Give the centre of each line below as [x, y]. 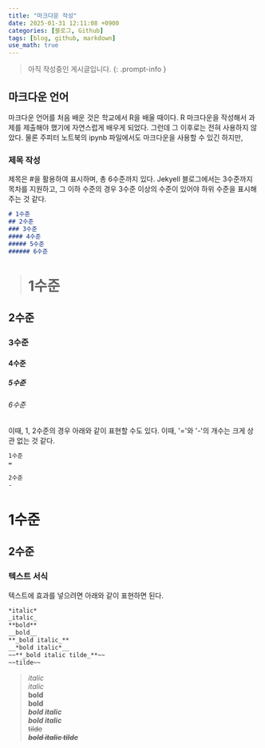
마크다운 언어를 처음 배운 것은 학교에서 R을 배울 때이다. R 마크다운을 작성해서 [128, 117]
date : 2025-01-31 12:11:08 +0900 [64, 23]
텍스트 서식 [28, 576]
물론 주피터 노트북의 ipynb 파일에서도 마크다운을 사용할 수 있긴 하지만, [134, 137]
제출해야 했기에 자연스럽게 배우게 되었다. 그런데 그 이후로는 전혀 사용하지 [136, 127]
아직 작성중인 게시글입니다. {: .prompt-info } [97, 70]
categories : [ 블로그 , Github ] [56, 30]
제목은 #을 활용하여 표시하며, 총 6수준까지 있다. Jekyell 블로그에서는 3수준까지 [131, 179]
